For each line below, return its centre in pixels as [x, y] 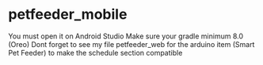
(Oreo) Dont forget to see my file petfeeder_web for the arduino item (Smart [131, 44]
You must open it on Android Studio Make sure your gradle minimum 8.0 [126, 36]
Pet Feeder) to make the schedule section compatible [95, 52]
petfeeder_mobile [68, 14]
